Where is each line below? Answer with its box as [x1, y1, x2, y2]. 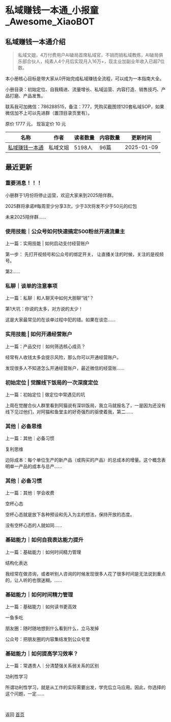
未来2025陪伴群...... [5, 214, 47, 220]
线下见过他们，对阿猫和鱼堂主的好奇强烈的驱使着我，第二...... [5, 409, 134, 415]
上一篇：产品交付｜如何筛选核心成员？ [5, 343, 85, 350]
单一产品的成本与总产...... [9, 463, 63, 469]
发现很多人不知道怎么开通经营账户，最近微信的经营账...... [5, 365, 125, 371]
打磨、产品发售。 [9, 93, 46, 98]
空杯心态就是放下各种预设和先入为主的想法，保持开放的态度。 [5, 511, 135, 518]
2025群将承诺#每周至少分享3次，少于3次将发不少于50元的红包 [5, 203, 137, 209]
